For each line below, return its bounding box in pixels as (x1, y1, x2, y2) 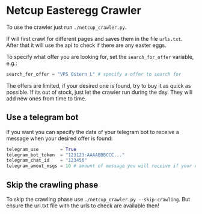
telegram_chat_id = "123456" (6, 157, 87, 164)
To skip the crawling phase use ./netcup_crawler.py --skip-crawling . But (6, 195, 191, 203)
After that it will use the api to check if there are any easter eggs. (6, 41, 167, 49)
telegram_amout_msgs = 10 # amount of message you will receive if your (6, 163, 192, 169)
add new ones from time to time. (6, 94, 87, 102)
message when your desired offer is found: (6, 135, 113, 142)
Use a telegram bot (6, 112, 79, 123)
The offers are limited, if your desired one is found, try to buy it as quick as (6, 82, 191, 89)
